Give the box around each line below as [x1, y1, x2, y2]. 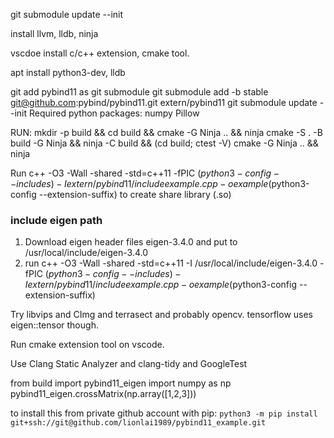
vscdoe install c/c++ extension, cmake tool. [10, 47, 190, 59]
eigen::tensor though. [10, 319, 99, 331]
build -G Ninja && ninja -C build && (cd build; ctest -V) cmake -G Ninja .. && [10, 137, 319, 149]
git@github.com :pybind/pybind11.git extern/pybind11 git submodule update [10, 97, 318, 108]
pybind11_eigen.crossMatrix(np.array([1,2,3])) [10, 388, 197, 400]
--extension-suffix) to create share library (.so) [38, 189, 232, 200]
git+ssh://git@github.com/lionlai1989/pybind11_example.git [10, 418, 267, 428]
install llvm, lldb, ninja [10, 28, 99, 39]
